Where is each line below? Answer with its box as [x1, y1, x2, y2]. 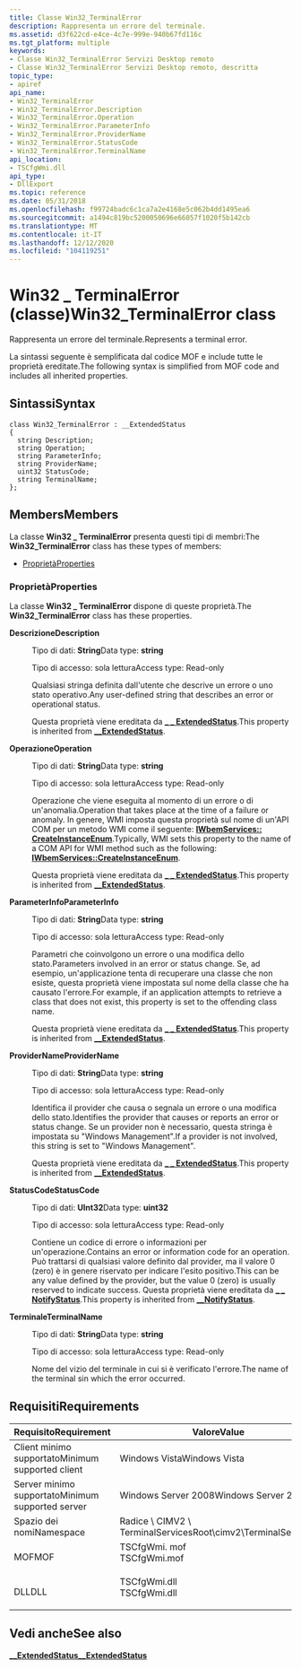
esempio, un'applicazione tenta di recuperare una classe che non [31, 968, 273, 978]
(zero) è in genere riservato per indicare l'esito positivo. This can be [31, 1265, 279, 1276]
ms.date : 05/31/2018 [9, 196, 87, 206]
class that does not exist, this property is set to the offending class [31, 996, 278, 1007]
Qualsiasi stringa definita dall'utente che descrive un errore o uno [31, 679, 273, 691]
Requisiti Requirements [9, 1399, 140, 1414]
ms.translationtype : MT [9, 222, 99, 230]
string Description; [17, 436, 94, 445]
